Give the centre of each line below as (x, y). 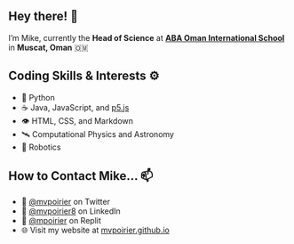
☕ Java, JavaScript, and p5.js (75, 107)
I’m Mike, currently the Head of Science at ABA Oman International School (147, 37)
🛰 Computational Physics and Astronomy (98, 134)
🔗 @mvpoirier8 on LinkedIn (71, 211)
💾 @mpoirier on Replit (61, 221)
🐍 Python (38, 97)
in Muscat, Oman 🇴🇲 (48, 47)
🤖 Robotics (41, 147)
